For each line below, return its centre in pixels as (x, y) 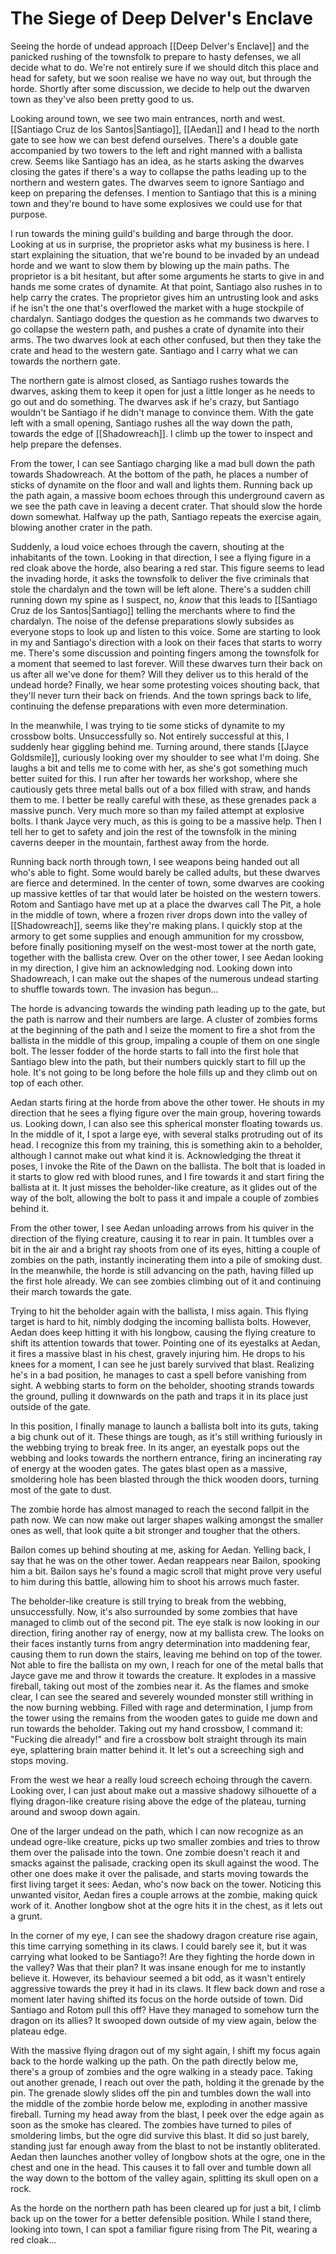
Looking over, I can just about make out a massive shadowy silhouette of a (163, 1790)
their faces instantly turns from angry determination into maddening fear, (160, 1643)
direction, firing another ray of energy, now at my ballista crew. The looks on (167, 1633)
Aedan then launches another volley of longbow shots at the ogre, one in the (168, 2156)
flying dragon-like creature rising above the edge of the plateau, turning (158, 1801)
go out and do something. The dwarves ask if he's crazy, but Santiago (155, 401)
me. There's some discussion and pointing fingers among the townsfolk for (165, 653)
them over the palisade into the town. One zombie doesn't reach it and (155, 1852)
